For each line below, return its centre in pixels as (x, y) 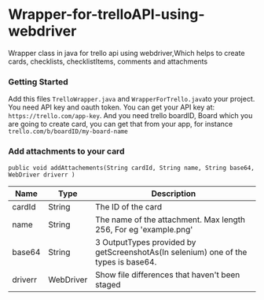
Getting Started (38, 82)
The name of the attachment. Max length (170, 220)
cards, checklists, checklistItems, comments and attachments (108, 61)
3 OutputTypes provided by (146, 242)
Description (174, 193)
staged (108, 284)
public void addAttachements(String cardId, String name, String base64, (132, 168)
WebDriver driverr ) (42, 175)
